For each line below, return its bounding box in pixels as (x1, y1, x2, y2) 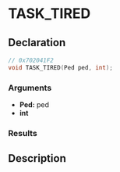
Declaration (8, 36, 66, 49)
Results (8, 127, 37, 138)
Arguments (8, 82, 52, 93)
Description (8, 152, 66, 165)
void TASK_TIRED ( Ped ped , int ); (8, 63, 113, 71)
